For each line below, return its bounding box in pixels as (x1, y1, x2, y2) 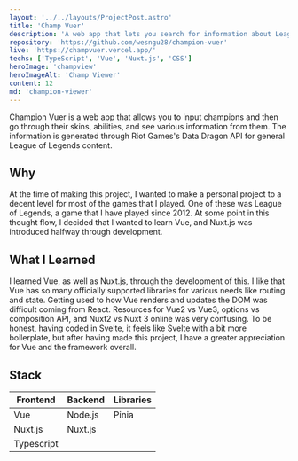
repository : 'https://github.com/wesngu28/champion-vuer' (9, 37, 228, 47)
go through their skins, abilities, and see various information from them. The (9, 121, 286, 131)
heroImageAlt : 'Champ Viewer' (9, 71, 122, 80)
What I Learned (9, 252, 96, 267)
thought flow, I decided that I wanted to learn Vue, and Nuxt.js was (9, 217, 253, 228)
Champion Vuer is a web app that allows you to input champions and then (9, 112, 278, 122)
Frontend (16, 394, 56, 406)
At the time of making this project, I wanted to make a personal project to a (9, 189, 282, 199)
